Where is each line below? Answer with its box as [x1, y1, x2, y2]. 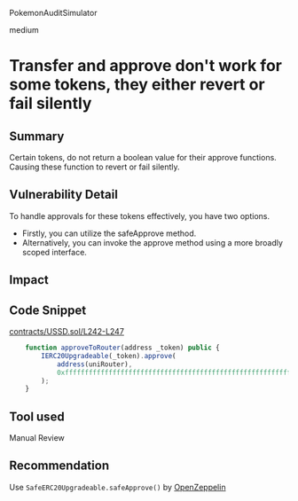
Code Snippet [9, 302, 87, 317]
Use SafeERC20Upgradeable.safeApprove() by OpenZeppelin [9, 481, 226, 492]
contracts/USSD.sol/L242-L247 [9, 326, 124, 337]
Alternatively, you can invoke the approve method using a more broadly [21, 237, 284, 247]
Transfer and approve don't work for [9, 56, 282, 76]
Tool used [9, 409, 65, 424]
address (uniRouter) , [56, 359, 133, 369]
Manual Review [9, 433, 65, 443]
